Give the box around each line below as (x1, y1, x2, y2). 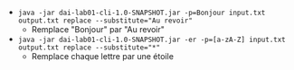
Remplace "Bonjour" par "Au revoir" (31, 24, 166, 34)
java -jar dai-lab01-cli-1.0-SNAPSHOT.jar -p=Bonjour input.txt (17, 8, 266, 17)
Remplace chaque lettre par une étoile (31, 51, 175, 61)
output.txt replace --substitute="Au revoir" (17, 16, 193, 25)
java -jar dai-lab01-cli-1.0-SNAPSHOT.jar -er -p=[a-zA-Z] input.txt (17, 35, 287, 44)
